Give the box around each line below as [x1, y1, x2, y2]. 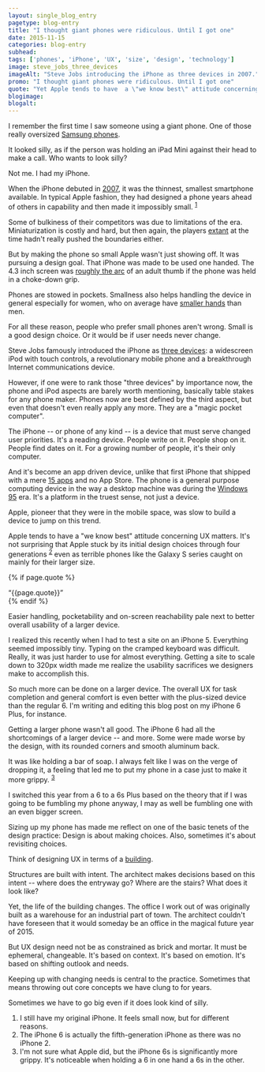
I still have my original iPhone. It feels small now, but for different [19, 1014, 230, 1023]
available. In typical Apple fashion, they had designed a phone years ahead [8, 193, 252, 202]
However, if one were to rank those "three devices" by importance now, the [8, 377, 253, 387]
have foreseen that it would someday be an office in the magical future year [8, 919, 254, 928]
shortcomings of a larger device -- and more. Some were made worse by [8, 733, 246, 743]
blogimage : [8, 92, 44, 100]
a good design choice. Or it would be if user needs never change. [8, 330, 221, 339]
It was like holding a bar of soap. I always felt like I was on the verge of [8, 757, 238, 767]
